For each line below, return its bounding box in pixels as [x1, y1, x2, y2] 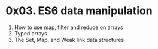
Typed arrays [14, 30, 47, 37]
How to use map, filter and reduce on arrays [14, 24, 123, 31]
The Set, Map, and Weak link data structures [14, 36, 124, 43]
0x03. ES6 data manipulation [5, 4, 153, 18]
